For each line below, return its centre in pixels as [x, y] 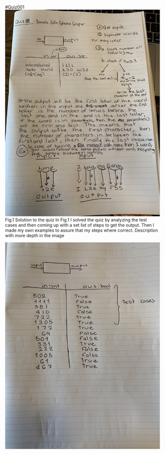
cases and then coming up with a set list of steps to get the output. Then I [80, 225]
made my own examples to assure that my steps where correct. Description [82, 230]
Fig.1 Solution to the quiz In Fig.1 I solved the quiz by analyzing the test [76, 220]
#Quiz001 [15, 7]
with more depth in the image [35, 235]
